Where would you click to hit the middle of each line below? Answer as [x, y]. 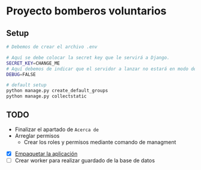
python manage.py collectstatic [46, 96]
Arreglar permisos [37, 135]
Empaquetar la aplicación [46, 153]
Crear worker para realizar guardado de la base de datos [85, 160]
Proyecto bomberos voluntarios [86, 11]
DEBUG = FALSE [21, 74]
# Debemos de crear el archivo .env [52, 47]
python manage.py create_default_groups [57, 91]
